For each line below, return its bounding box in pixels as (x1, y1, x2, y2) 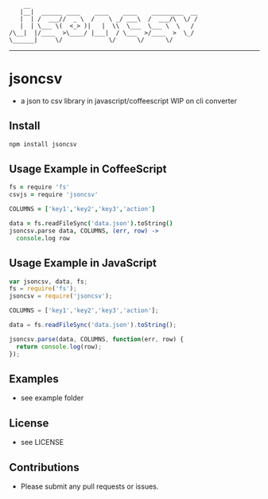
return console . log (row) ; (16, 342, 103, 351)
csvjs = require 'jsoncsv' (9, 191, 99, 199)
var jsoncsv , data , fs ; (9, 277, 88, 286)
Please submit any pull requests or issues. (20, 481, 159, 491)
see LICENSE (20, 438, 64, 447)
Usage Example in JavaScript (9, 256, 157, 270)
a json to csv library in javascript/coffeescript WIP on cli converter (20, 96, 238, 105)
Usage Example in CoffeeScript (9, 162, 167, 176)
